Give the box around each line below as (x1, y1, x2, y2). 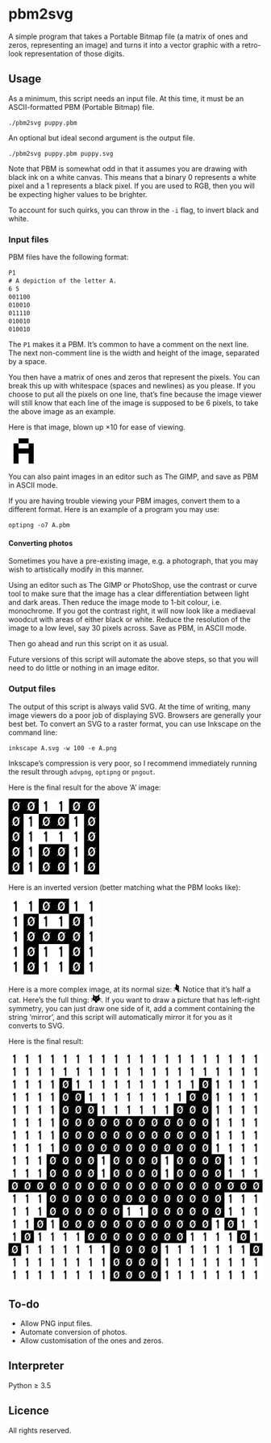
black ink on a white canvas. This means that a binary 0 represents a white (8, 172, 256, 182)
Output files (8, 683, 56, 694)
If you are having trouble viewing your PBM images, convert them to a (8, 496, 240, 505)
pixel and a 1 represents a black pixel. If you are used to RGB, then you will (8, 181, 256, 191)
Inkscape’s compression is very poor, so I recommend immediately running (8, 758, 257, 768)
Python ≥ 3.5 (8, 1380, 52, 1390)
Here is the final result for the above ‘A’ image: (8, 782, 161, 792)
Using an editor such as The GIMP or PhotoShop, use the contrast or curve (8, 581, 257, 590)
